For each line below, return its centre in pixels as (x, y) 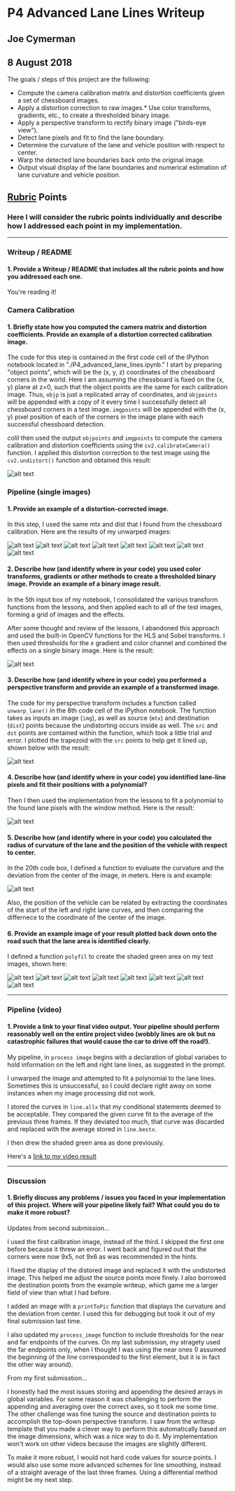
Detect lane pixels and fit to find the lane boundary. (91, 137)
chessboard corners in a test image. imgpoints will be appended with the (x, (116, 410)
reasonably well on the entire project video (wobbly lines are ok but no (111, 1034)
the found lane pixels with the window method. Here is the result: (101, 808)
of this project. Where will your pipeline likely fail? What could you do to (114, 1205)
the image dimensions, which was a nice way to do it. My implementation (113, 1436)
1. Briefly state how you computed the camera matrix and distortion (107, 327)
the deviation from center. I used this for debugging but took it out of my (111, 1314)
